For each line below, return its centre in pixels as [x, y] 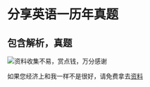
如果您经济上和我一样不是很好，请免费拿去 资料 [75, 76]
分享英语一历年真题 [63, 14]
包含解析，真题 [40, 43]
